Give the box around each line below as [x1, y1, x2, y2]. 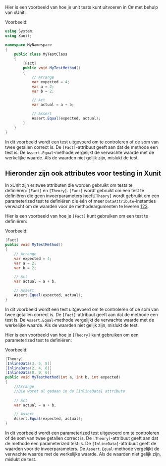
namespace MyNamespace [5, 42, 52, 47]
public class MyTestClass [14, 52, 68, 57]
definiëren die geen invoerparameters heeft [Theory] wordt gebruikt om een [5, 193, 160, 199]
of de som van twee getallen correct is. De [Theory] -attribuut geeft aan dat [5, 435, 159, 441]
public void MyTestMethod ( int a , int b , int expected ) [5, 375, 121, 380]
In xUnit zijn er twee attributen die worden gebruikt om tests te [5, 182, 133, 188]
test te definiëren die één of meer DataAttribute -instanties [36, 198, 156, 204]
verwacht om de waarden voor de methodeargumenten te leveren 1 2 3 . [5, 204, 149, 210]
